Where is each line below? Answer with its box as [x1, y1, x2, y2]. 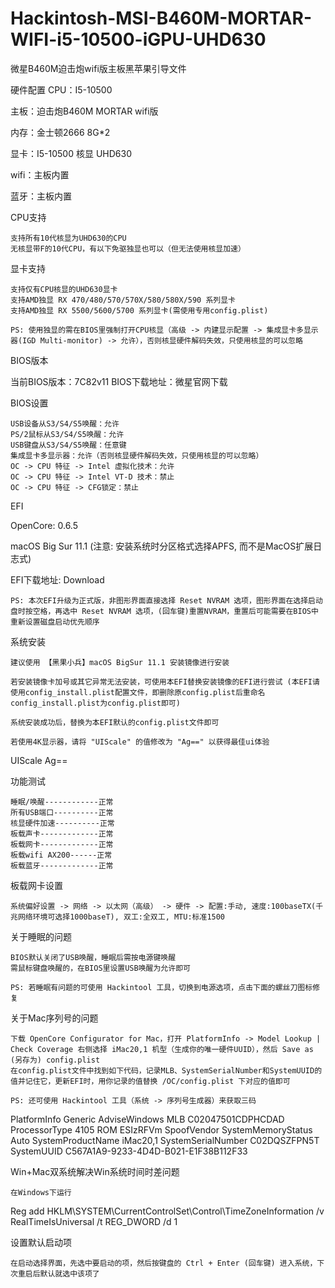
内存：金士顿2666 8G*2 [10, 126, 111, 138]
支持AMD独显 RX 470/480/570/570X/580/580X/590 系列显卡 [10, 295, 236, 305]
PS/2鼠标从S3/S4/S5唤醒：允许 [10, 429, 125, 439]
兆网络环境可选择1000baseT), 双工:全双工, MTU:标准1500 [10, 912, 226, 922]
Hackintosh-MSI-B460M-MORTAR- [10, 7, 313, 30]
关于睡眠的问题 [10, 930, 72, 942]
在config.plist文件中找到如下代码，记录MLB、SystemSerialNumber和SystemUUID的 [10, 1065, 323, 1076]
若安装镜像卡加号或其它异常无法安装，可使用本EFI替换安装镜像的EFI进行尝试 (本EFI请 [10, 677, 320, 687]
